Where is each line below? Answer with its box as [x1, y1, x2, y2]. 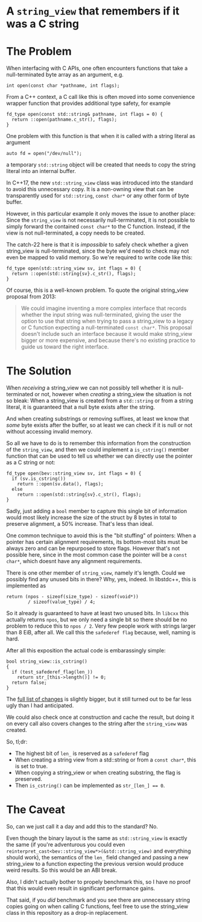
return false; [11, 680, 47, 686]
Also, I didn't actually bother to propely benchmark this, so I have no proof [6, 879, 191, 885]
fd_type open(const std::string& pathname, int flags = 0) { [6, 112, 163, 118]
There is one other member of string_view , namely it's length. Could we [6, 569, 186, 576]
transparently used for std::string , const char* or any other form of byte [6, 192, 189, 200]
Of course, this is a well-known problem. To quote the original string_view [6, 286, 189, 294]
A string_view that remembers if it [6, 4, 180, 18]
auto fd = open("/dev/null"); [6, 151, 83, 157]
